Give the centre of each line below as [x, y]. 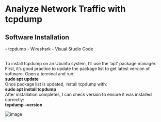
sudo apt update [22, 79]
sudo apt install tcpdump [31, 89]
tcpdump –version [24, 105]
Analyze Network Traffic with [65, 9]
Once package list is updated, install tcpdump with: [56, 84]
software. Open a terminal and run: [40, 74]
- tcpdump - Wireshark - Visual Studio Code [49, 49]
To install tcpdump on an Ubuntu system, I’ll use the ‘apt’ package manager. [81, 63]
